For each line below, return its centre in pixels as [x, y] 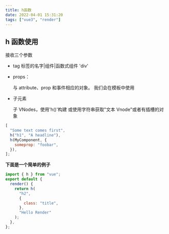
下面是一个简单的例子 [28, 165]
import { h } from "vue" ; [33, 174]
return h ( [25, 189]
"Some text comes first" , [38, 131]
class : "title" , [41, 203]
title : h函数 [18, 10]
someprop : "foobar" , [36, 145]
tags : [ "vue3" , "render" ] [33, 19]
